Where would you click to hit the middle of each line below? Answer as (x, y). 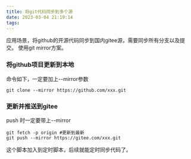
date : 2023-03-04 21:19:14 (40, 17)
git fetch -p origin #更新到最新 (45, 132)
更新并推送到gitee (32, 106)
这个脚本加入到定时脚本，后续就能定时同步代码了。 (69, 149)
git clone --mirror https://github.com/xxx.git (66, 90)
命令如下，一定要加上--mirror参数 (47, 79)
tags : (13, 23)
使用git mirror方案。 (42, 48)
